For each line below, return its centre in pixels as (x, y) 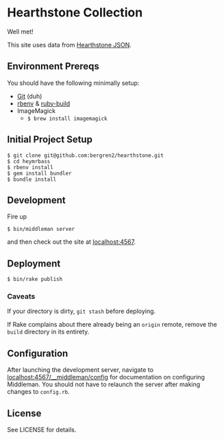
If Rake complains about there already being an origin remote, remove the (112, 325)
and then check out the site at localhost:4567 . (71, 242)
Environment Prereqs (53, 66)
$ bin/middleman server (41, 229)
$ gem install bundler (39, 173)
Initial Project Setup (50, 139)
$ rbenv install (30, 167)
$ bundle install (32, 179)
